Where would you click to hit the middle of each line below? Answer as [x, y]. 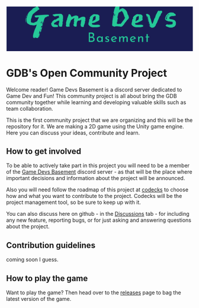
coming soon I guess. [32, 260]
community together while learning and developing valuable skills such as [96, 102]
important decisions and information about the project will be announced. [96, 178]
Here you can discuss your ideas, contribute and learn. [73, 133]
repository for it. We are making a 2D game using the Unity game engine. [95, 126]
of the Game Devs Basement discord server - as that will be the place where [99, 172]
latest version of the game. [39, 299]
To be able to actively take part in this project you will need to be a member [98, 166]
